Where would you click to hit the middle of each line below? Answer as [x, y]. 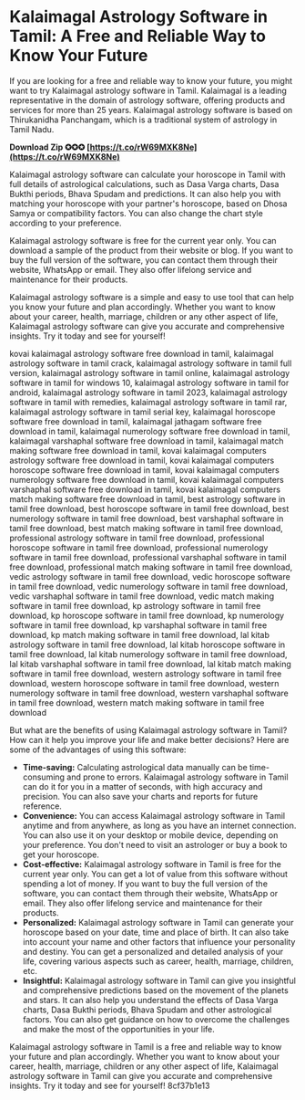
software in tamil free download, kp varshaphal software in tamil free [138, 625]
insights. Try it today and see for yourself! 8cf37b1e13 [110, 1085]
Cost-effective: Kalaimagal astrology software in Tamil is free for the [152, 864]
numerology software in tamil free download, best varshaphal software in [147, 519]
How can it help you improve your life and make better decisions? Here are [149, 739]
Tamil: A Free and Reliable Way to [138, 36]
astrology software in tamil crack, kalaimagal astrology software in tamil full [151, 363]
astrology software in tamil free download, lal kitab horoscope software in [147, 644]
